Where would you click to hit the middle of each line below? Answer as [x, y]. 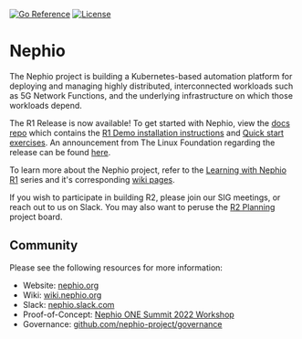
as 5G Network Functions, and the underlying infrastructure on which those [151, 95]
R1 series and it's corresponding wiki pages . [92, 179]
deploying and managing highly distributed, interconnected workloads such [151, 86]
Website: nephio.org [61, 285]
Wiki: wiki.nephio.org [62, 295]
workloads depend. [46, 105]
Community [44, 245]
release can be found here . [60, 152]
